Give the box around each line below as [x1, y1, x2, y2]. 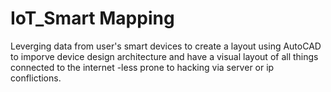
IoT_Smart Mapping [10, 7, 175, 30]
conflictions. [10, 72, 62, 84]
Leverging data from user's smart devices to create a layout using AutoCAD [10, 40, 322, 52]
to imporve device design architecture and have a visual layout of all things [10, 50, 319, 62]
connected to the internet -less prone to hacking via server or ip [10, 61, 275, 73]
